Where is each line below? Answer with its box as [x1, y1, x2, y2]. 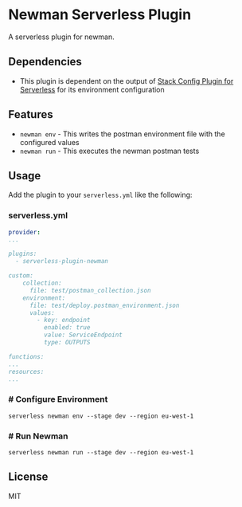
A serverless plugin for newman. [8, 32, 115, 41]
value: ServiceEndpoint [43, 331, 123, 340]
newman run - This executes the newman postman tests [19, 146, 200, 155]
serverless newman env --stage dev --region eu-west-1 [8, 412, 194, 420]
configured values [19, 137, 80, 147]
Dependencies [8, 55, 82, 69]
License [8, 470, 49, 484]
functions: [8, 352, 45, 360]
